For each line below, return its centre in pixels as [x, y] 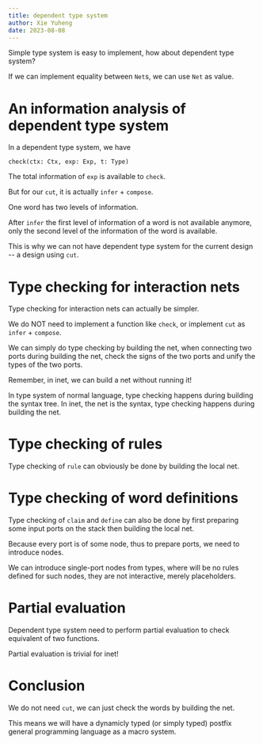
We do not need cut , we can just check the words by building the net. [122, 708]
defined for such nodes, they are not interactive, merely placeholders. [122, 576]
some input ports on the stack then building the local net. [101, 528]
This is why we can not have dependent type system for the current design [131, 246]
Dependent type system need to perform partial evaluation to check [119, 630]
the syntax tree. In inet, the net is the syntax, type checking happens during [131, 404]
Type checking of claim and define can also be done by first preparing [124, 521]
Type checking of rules [86, 444]
